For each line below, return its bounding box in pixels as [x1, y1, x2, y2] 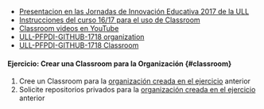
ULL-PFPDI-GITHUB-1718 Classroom [18, 41, 139, 50]
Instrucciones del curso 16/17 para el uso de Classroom [18, 15, 200, 25]
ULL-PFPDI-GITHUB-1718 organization [18, 32, 145, 41]
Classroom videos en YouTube [18, 24, 119, 33]
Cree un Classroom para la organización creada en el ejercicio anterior [18, 76, 251, 86]
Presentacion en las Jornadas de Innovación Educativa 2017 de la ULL [18, 7, 250, 16]
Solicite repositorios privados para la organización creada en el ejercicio [18, 85, 256, 95]
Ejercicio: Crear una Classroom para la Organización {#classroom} [7, 59, 232, 68]
